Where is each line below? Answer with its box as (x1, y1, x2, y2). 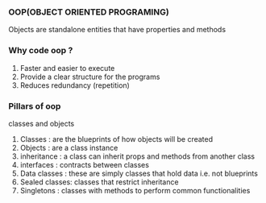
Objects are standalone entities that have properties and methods (8, 25, 227, 35)
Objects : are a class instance (19, 143, 118, 152)
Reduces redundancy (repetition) (19, 80, 131, 90)
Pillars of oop (8, 100, 61, 111)
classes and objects (8, 118, 75, 128)
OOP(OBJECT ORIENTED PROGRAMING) (8, 6, 169, 18)
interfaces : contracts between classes (19, 159, 149, 169)
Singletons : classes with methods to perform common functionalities (19, 185, 251, 195)
